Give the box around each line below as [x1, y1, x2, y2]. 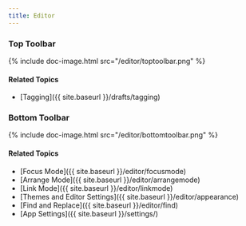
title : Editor [8, 11, 56, 20]
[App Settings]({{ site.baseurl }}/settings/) [19, 208, 158, 218]
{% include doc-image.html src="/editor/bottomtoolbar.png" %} [8, 130, 218, 140]
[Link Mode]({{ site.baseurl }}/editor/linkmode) [19, 183, 173, 192]
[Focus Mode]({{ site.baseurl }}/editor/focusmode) [19, 166, 186, 176]
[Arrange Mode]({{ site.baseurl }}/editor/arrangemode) [19, 175, 201, 184]
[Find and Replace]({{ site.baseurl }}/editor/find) [19, 200, 178, 210]
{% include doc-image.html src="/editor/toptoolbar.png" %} [8, 56, 206, 65]
